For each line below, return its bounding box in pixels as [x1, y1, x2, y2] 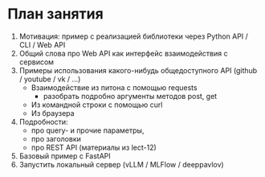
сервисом [18, 57, 54, 67]
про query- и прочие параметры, [31, 126, 145, 135]
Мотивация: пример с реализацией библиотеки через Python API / [18, 31, 248, 41]
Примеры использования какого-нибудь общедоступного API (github [18, 65, 258, 75]
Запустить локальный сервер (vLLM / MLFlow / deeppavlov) [18, 159, 224, 169]
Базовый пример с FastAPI [18, 150, 112, 161]
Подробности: [18, 117, 69, 126]
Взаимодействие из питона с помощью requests [31, 82, 198, 93]
